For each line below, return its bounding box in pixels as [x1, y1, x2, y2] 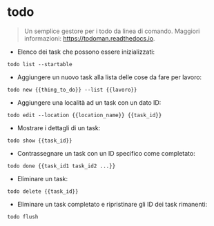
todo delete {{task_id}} [7, 187, 79, 195]
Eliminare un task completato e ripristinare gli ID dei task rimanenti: [17, 200, 208, 208]
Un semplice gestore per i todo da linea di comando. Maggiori [23, 27, 200, 35]
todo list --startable [7, 61, 72, 68]
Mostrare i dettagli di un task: [17, 123, 101, 132]
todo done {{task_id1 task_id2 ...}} [7, 163, 116, 169]
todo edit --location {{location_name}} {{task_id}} [7, 112, 162, 119]
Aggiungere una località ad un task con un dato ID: [17, 98, 162, 107]
